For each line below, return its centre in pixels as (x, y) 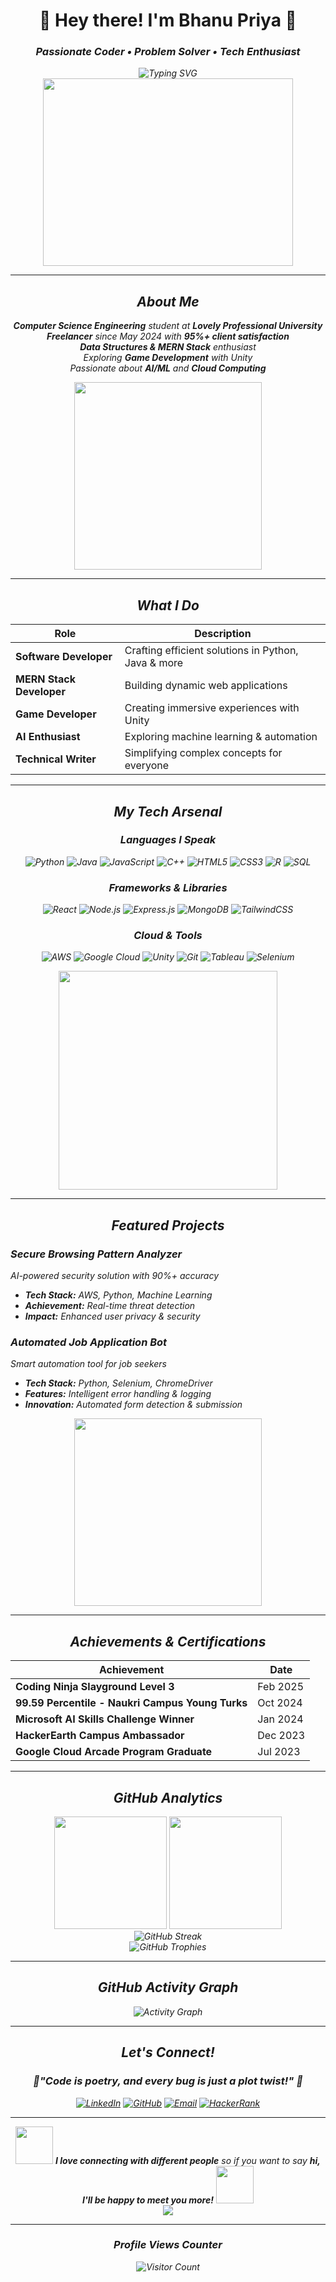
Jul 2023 (279, 1752)
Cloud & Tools (168, 936)
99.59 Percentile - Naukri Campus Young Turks (131, 1703)
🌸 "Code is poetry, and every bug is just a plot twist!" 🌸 (168, 2081)
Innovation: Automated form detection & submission (133, 1405)
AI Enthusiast (48, 737)
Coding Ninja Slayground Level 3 (95, 1687)
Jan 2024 (280, 1719)
